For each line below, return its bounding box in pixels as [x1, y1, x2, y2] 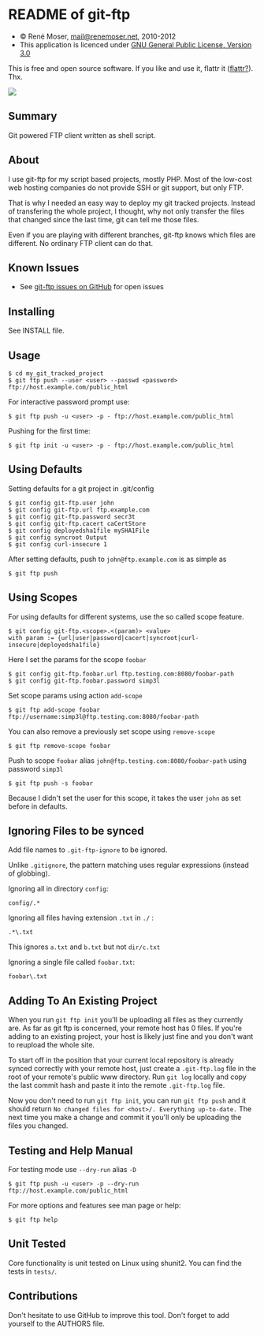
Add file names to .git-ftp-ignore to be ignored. [8, 845, 168, 854]
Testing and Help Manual [8, 1144, 133, 1157]
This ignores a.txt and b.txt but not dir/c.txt [8, 942, 161, 951]
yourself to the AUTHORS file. [8, 1319, 105, 1328]
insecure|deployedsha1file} [8, 641, 101, 649]
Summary [8, 110, 58, 123]
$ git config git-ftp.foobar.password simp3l [8, 676, 160, 685]
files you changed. [8, 1121, 69, 1130]
